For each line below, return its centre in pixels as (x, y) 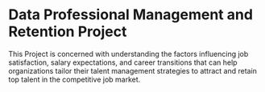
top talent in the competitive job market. (75, 79)
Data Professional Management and (131, 15)
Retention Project (68, 32)
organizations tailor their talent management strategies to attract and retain (133, 70)
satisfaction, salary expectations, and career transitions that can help (123, 62)
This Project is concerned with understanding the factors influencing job (128, 54)
